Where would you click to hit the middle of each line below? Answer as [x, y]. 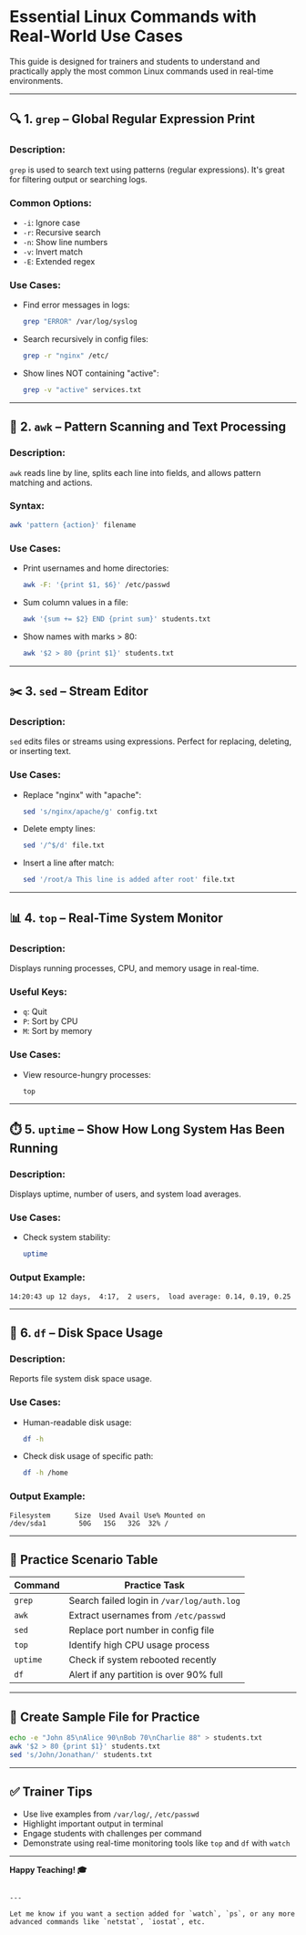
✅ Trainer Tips [51, 1792]
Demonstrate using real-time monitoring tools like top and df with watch [156, 1843]
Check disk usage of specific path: [88, 1456]
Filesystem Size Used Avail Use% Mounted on [107, 1516]
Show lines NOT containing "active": [91, 373]
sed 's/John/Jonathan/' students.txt [81, 1754]
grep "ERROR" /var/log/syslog [80, 322]
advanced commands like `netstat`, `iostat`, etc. [107, 1921]
